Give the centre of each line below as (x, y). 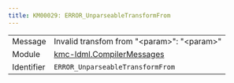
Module (26, 54)
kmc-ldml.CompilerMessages (109, 54)
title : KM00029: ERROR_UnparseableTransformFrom (89, 15)
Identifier (29, 66)
